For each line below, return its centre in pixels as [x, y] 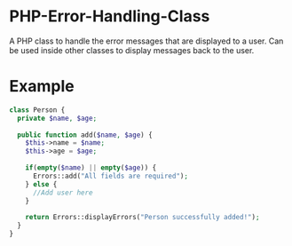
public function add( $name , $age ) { [85, 135]
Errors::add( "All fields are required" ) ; [110, 176]
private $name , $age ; [57, 118]
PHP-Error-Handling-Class [110, 16]
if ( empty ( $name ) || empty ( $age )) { [91, 168]
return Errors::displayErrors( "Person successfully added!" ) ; [142, 218]
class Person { [37, 110]
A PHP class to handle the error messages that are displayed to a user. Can [146, 41]
